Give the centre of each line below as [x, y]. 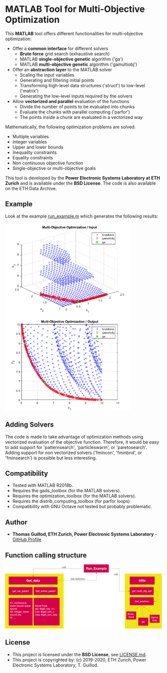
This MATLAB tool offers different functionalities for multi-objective [74, 33]
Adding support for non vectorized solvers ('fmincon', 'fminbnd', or [74, 452]
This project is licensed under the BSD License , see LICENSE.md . [80, 654]
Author [16, 522]
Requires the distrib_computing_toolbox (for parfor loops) [71, 501]
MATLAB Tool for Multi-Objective [75, 9]
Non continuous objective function [48, 163]
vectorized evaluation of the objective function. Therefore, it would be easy [82, 442]
